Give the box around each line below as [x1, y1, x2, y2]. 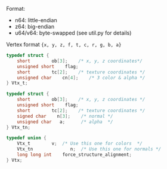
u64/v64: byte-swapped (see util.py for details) [14, 29, 132, 36]
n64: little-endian [14, 17, 58, 23]
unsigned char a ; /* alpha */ [17, 119, 113, 125]
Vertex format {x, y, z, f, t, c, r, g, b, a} [6, 41, 122, 48]
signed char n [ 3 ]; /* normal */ [17, 113, 113, 119]
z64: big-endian [14, 23, 55, 30]
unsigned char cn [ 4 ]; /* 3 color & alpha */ [17, 75, 146, 81]
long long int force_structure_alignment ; [17, 152, 132, 158]
